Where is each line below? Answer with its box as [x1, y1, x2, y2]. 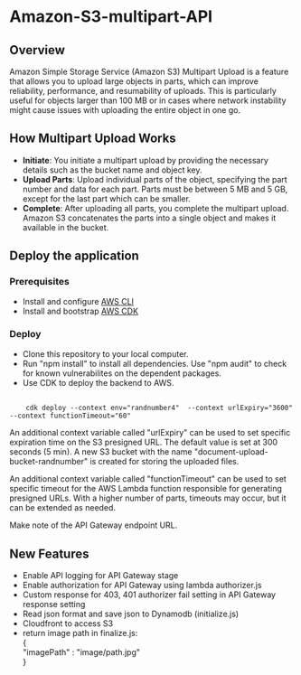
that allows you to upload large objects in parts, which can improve [9, 76, 259, 87]
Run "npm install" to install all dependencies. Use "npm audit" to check [22, 358, 287, 369]
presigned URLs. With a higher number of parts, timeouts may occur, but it [9, 492, 287, 503]
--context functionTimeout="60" [9, 411, 131, 421]
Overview [9, 42, 66, 58]
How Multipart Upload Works [9, 131, 176, 146]
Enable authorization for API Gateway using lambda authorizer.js [22, 580, 262, 590]
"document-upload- [193, 446, 268, 457]
